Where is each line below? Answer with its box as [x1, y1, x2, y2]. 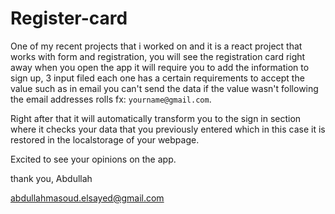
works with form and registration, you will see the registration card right [10, 50, 306, 62]
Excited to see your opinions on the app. [10, 153, 177, 165]
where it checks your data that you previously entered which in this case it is [10, 123, 326, 135]
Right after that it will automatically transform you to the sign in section [10, 112, 302, 124]
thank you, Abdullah [10, 172, 93, 184]
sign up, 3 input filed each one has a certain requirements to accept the [10, 72, 305, 84]
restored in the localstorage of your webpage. [10, 133, 200, 146]
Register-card [10, 7, 128, 30]
